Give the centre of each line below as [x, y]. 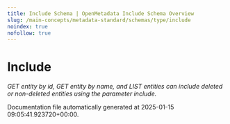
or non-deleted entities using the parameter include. [82, 94]
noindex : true [28, 26]
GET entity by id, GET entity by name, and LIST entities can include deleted [115, 87]
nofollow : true [29, 33]
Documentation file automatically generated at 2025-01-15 [91, 107]
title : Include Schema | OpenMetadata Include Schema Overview [101, 14]
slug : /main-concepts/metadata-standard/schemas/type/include [99, 20]
